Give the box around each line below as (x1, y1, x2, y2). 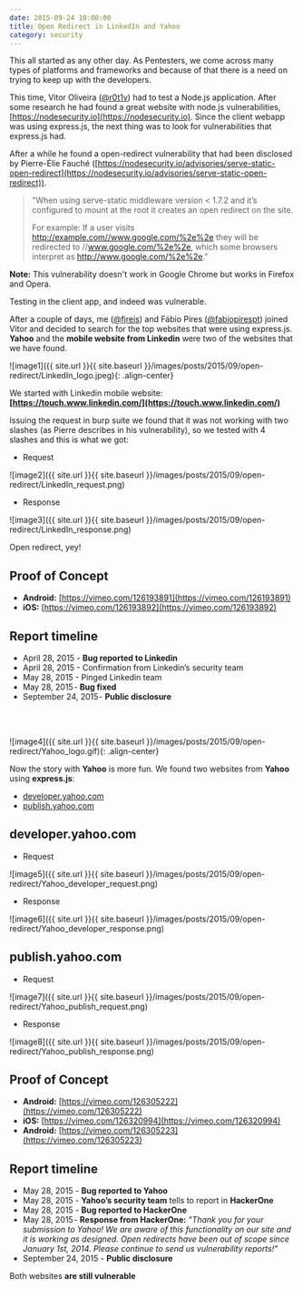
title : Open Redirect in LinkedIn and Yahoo (9, 22, 181, 31)
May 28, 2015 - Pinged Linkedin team (22, 672, 162, 682)
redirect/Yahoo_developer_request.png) (9, 878, 159, 889)
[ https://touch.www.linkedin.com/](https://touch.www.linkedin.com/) (9, 398, 281, 408)
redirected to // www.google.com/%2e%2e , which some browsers (31, 242, 279, 253)
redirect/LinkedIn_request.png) (9, 479, 125, 490)
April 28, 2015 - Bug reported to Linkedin (22, 652, 179, 663)
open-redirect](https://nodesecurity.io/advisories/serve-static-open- (9, 167, 268, 178)
